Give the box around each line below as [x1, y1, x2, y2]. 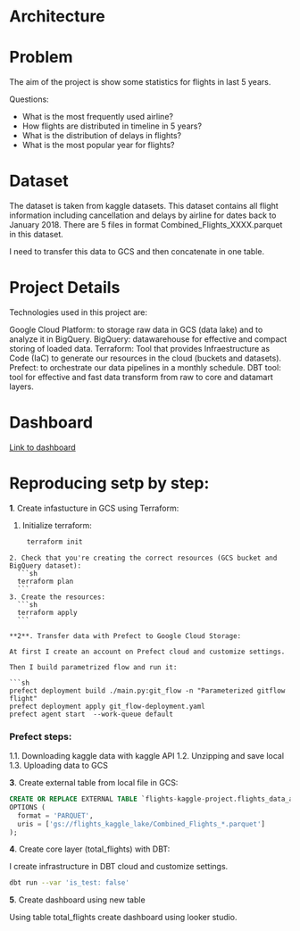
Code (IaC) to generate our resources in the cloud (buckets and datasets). [9, 353, 282, 363]
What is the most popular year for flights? [21, 140, 175, 151]
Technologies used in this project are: [9, 307, 147, 318]
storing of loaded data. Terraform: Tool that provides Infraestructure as [9, 344, 271, 353]
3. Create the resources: [9, 592, 105, 602]
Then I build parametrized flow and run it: [9, 662, 178, 671]
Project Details [9, 278, 121, 298]
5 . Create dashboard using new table [9, 894, 146, 905]
